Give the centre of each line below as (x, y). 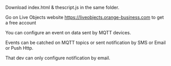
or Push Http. (19, 48)
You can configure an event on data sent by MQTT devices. (68, 32)
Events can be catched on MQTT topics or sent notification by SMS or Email (85, 42)
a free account (21, 23)
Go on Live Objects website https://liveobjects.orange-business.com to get (85, 17)
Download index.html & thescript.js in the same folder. (62, 7)
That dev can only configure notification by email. (58, 58)
